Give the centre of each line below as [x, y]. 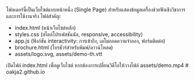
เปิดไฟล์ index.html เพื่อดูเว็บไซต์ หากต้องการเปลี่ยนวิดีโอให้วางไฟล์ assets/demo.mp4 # [97, 65]
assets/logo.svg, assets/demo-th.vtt [58, 54]
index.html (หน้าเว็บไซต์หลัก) [45, 28]
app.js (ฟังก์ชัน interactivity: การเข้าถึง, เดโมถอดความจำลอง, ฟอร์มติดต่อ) [90, 41]
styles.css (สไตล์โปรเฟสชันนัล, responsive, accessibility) [79, 34]
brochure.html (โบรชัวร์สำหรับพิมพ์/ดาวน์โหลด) [64, 47]
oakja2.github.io [26, 72]
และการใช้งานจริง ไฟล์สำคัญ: [34, 16]
